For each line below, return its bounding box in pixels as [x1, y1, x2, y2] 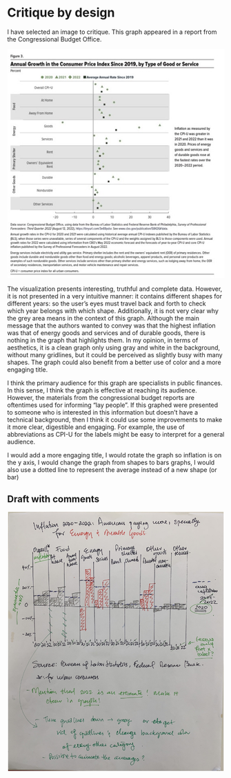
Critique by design [7, 5, 115, 21]
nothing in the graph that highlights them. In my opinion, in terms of [7, 336, 199, 345]
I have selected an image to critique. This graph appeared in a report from [7, 28, 217, 36]
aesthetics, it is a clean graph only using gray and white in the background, [7, 343, 221, 352]
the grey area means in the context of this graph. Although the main [7, 314, 200, 323]
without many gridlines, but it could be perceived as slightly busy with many [7, 351, 223, 359]
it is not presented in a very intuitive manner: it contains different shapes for [7, 292, 223, 301]
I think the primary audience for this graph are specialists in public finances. [7, 379, 223, 388]
